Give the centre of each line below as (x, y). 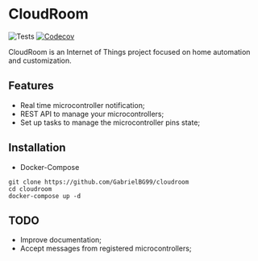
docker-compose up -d (45, 196)
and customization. (40, 60)
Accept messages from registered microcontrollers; (106, 249)
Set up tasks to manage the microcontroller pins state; (110, 122)
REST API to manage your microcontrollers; (92, 114)
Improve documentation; (61, 240)
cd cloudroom (30, 189)
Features (31, 86)
